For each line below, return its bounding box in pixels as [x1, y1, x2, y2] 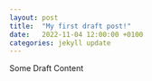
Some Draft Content [9, 63, 84, 74]
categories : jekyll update [9, 38, 111, 48]
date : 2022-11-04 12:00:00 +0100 [9, 30, 144, 39]
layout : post [9, 13, 59, 22]
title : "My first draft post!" [9, 22, 131, 31]
